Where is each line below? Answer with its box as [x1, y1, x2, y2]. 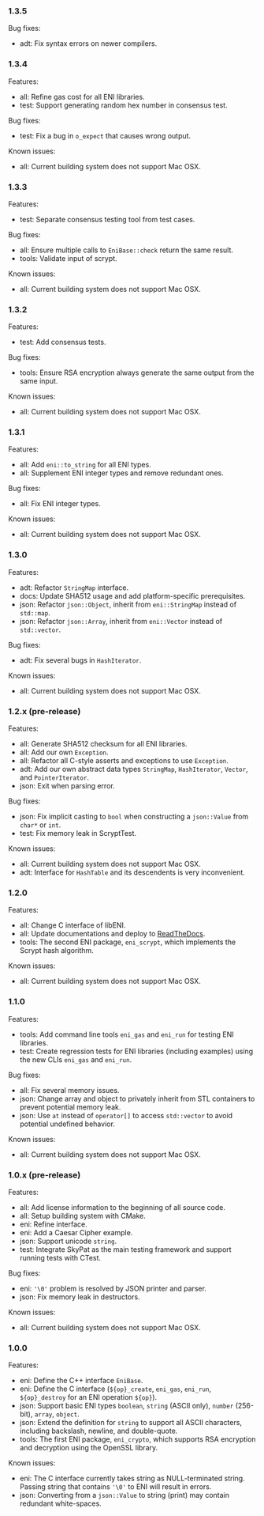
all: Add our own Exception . [19, 747, 109, 757]
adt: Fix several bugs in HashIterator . [19, 655, 142, 665]
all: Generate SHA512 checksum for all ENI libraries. [19, 739, 188, 749]
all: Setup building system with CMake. [19, 1211, 146, 1220]
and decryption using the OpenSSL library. [19, 1443, 158, 1453]
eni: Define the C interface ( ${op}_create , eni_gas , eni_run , [19, 1384, 211, 1393]
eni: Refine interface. [19, 1219, 88, 1229]
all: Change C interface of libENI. [19, 921, 126, 930]
